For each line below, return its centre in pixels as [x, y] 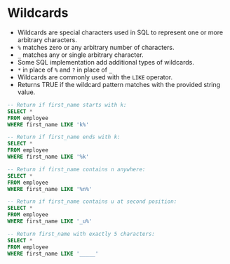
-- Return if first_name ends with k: [64, 137]
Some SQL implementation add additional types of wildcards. [106, 62]
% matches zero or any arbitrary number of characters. [96, 47]
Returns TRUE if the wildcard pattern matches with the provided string [119, 84]
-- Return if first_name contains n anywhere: [76, 169]
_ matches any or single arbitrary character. [80, 55]
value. [26, 92]
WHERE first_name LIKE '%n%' [50, 189]
